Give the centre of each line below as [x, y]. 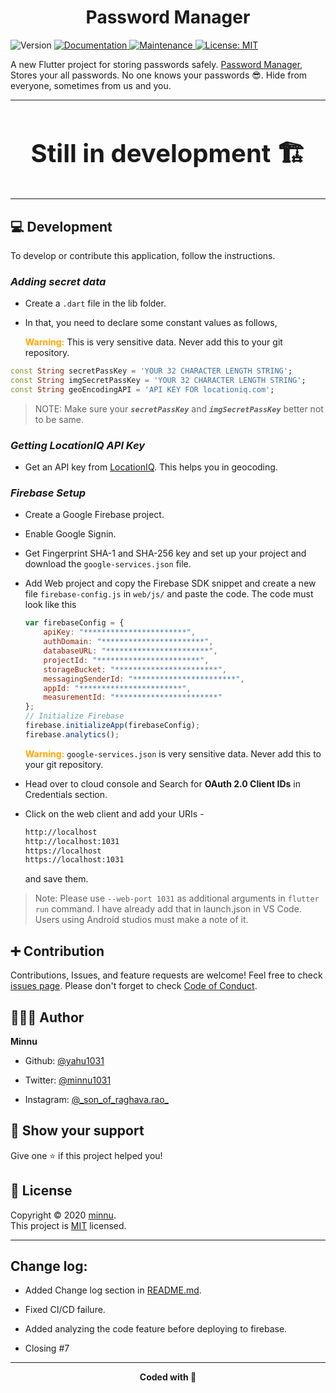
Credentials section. [66, 794]
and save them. [56, 879]
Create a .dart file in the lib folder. [95, 303]
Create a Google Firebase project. [94, 515]
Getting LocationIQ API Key [78, 445]
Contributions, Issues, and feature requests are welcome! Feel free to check [166, 975]
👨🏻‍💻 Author [47, 1017]
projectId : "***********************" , [126, 660]
